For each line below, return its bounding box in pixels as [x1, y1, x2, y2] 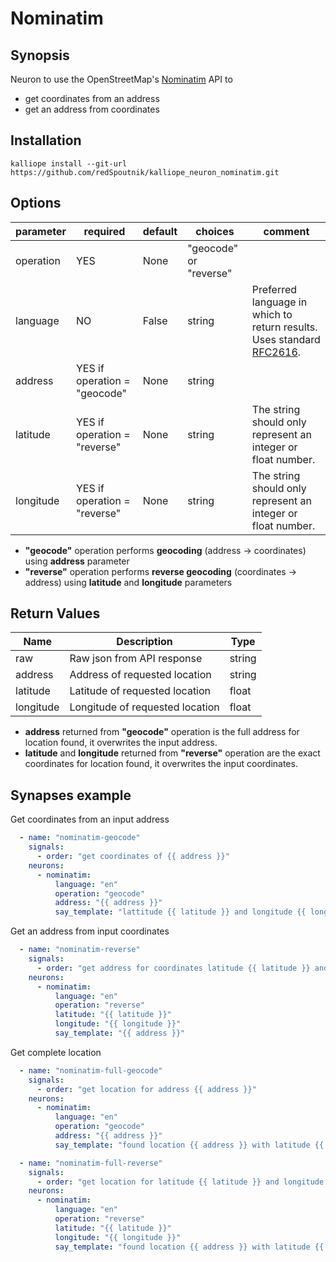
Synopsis [10, 47, 70, 64]
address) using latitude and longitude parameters [24, 576, 233, 588]
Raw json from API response [69, 652, 203, 666]
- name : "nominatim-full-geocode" [19, 1065, 163, 1076]
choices [195, 224, 235, 238]
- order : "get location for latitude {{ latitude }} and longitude [36, 1177, 325, 1187]
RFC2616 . [251, 345, 302, 359]
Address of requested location [69, 668, 212, 682]
